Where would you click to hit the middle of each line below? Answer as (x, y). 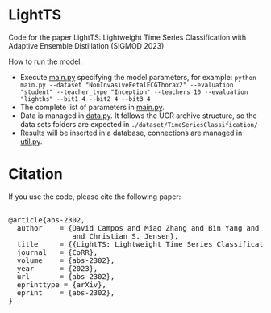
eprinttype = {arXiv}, (61, 284)
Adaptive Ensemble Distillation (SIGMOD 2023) (86, 45)
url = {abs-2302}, (66, 276)
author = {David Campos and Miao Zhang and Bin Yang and (138, 228)
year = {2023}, (57, 268)
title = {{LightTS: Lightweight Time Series (115, 244)
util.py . (31, 141)
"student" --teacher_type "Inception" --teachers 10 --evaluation (134, 92)
